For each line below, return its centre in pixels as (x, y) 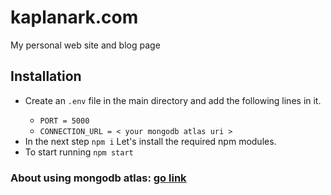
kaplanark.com (74, 17)
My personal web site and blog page (85, 45)
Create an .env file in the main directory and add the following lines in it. (173, 100)
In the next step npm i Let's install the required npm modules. (150, 141)
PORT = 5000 (64, 121)
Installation (46, 76)
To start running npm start (79, 152)
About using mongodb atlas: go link (98, 178)
